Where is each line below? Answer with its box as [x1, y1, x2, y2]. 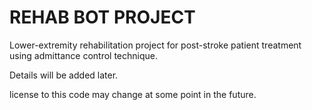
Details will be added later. [9, 69, 119, 81]
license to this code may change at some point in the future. [9, 88, 257, 100]
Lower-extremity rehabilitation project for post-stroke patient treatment [9, 39, 302, 51]
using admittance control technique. [9, 49, 158, 61]
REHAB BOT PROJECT [9, 6, 196, 29]
